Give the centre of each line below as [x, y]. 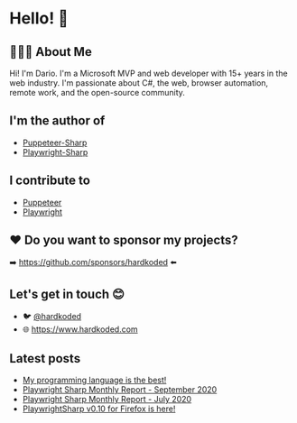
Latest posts [45, 359]
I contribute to [50, 181]
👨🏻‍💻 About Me [51, 52]
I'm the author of [57, 121]
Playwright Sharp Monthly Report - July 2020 [107, 400]
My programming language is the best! [94, 380]
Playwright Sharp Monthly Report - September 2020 [120, 390]
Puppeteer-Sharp [55, 143]
